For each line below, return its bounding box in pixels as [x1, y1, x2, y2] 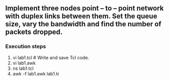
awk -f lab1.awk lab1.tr [12, 70, 60, 76]
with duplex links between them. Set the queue [5, 12, 158, 21]
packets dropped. [5, 28, 63, 36]
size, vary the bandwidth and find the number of [5, 20, 162, 28]
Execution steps [5, 43, 46, 50]
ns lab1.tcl [12, 65, 34, 71]
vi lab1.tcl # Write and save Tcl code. [12, 54, 90, 60]
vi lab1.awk [12, 60, 36, 66]
